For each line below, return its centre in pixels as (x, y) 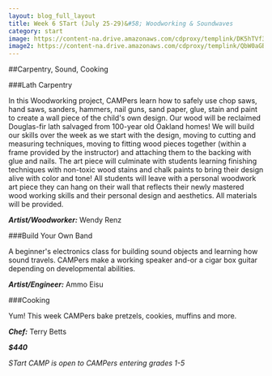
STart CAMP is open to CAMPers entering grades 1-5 (97, 363)
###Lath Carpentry (40, 85)
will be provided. (36, 205)
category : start (36, 31)
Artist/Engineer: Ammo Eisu (56, 284)
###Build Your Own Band (51, 236)
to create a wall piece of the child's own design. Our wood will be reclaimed (135, 118)
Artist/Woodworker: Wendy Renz (65, 220)
